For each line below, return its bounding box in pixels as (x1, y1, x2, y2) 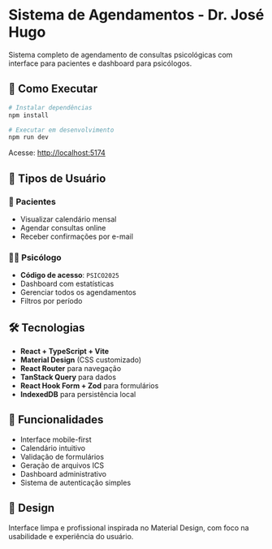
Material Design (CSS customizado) (19, 355, 142, 365)
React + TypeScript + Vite (19, 347, 110, 357)
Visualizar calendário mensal (19, 214, 117, 224)
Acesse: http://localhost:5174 (8, 148, 106, 158)
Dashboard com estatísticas (19, 279, 114, 289)
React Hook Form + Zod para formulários (19, 381, 159, 391)
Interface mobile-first (19, 434, 92, 444)
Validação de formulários (19, 452, 104, 461)
